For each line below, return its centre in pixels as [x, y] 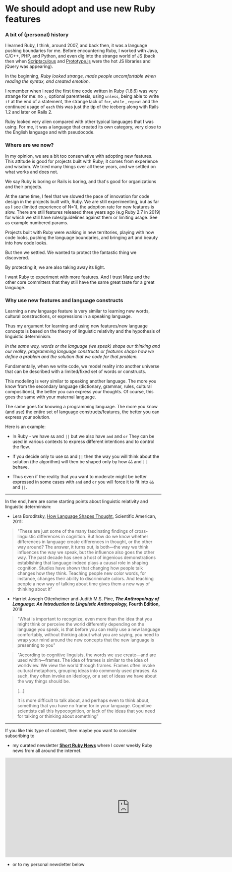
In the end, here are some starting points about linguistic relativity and [77, 501]
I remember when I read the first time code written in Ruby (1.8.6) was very [81, 91]
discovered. [17, 257]
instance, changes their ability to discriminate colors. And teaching [85, 579]
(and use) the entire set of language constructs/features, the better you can [82, 412]
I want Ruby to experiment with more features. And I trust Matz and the [78, 277]
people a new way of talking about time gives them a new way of [84, 584]
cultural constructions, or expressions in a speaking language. [69, 316]
